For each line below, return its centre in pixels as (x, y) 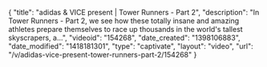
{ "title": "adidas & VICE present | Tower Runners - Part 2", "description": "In (134, 12)
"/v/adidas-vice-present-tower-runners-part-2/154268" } (103, 55)
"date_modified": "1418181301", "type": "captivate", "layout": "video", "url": (131, 46)
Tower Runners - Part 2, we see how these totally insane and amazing (124, 21)
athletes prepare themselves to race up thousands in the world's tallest (125, 29)
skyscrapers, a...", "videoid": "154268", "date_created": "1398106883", (124, 37)
